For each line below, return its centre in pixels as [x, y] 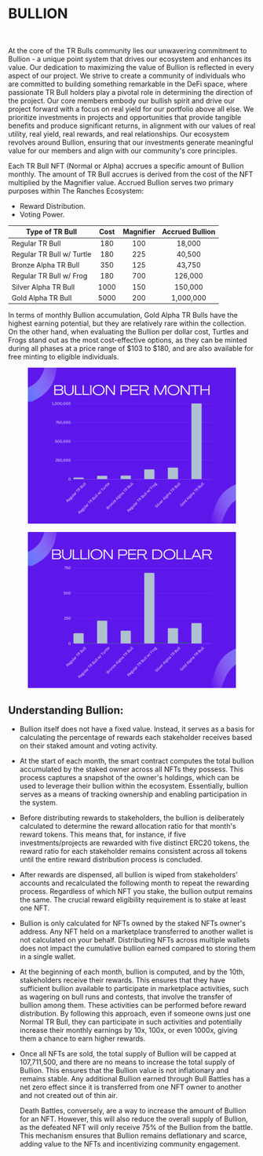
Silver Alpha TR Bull [43, 286]
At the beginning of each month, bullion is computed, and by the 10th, [132, 972]
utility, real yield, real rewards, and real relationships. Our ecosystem [119, 133]
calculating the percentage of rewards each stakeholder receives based [136, 738]
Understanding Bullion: [66, 710]
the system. [38, 803]
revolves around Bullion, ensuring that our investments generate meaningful [131, 142]
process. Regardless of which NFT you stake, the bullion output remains [136, 892]
